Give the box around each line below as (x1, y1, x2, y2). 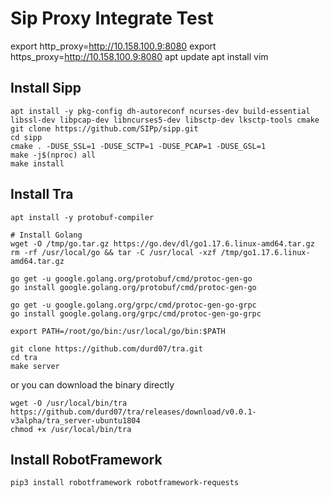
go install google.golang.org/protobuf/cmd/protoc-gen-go (10, 282, 257, 292)
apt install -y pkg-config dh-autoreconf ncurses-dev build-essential (10, 106, 311, 116)
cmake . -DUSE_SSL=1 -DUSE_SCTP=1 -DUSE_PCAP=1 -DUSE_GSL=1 (10, 141, 267, 151)
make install (10, 158, 65, 169)
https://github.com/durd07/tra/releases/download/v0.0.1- (10, 407, 257, 417)
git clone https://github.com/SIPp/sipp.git (10, 123, 199, 134)
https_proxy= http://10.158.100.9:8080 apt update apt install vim (10, 50, 269, 62)
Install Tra (10, 186, 74, 203)
